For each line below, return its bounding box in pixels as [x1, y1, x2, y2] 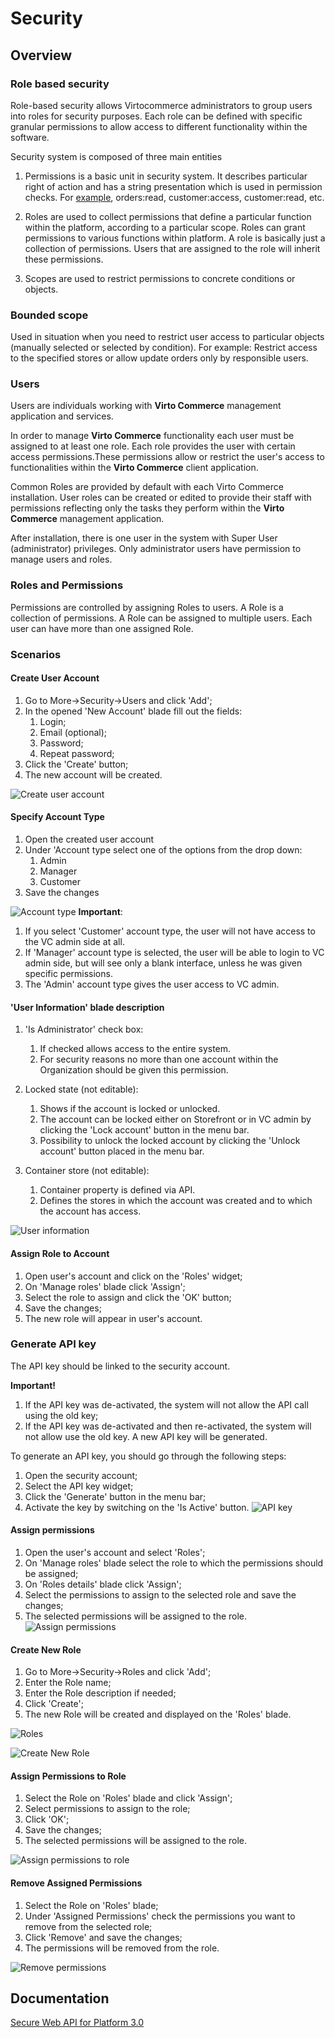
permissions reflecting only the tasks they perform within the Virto [10, 502, 285, 514]
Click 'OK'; [24, 1813, 70, 1826]
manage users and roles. [10, 553, 113, 566]
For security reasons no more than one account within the [39, 1053, 279, 1066]
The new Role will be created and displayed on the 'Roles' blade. [24, 1708, 292, 1721]
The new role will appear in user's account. [24, 1312, 203, 1324]
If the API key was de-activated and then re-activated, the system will [24, 1420, 312, 1432]
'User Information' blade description [10, 1001, 165, 1013]
